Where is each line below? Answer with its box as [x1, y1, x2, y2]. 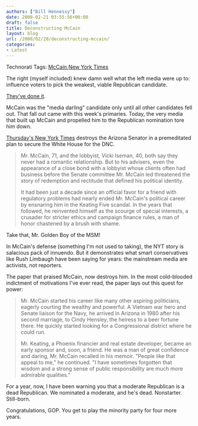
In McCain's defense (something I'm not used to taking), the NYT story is [6, 243, 184, 250]
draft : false [6, 19, 38, 25]
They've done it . [6, 92, 46, 99]
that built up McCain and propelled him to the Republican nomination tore [6, 116, 184, 123]
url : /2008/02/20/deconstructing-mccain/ [6, 36, 110, 42]
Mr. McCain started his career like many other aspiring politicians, [20, 297, 181, 304]
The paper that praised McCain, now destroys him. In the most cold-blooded [6, 273, 193, 280]
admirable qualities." [20, 371, 71, 378]
